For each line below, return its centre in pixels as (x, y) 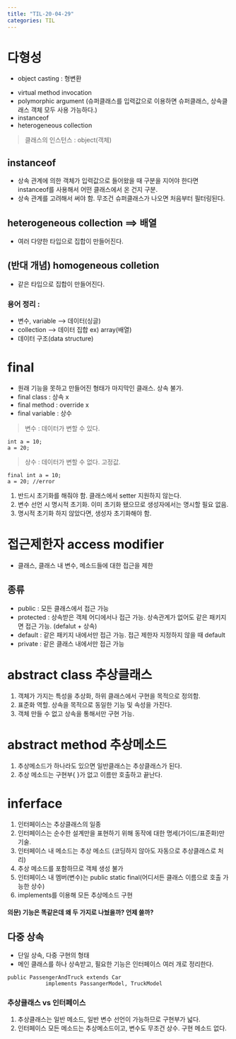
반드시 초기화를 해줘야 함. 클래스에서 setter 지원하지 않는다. (99, 495)
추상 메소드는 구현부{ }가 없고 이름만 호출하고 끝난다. (90, 774)
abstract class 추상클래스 (80, 675)
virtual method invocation (54, 93)
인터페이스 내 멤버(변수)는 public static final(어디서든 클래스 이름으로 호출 (119, 877)
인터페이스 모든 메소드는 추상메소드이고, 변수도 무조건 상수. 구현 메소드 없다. (122, 1028)
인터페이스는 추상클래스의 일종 (59, 824)
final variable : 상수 (45, 413)
